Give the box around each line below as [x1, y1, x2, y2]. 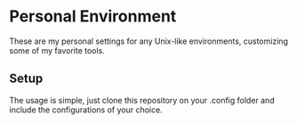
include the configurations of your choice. [9, 104, 163, 115]
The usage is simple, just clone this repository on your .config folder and [9, 95, 275, 105]
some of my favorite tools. [9, 45, 105, 55]
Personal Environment [9, 6, 177, 27]
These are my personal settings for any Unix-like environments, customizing [9, 36, 289, 46]
